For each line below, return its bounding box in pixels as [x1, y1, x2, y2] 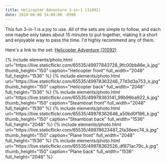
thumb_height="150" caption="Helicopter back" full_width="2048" [5, 83, 145, 89]
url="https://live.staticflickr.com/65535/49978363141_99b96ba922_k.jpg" [5, 94, 160, 101]
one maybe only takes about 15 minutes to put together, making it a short [5, 31, 158, 38]
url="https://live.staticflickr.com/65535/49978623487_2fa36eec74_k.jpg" [5, 126, 159, 133]
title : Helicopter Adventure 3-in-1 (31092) [5, 7, 101, 13]
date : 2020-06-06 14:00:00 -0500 [5, 12, 76, 17]
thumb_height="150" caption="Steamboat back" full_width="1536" [5, 116, 145, 122]
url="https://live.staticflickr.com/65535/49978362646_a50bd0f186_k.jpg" [5, 110, 159, 117]
